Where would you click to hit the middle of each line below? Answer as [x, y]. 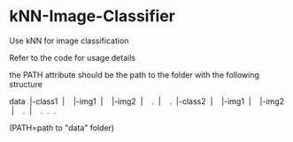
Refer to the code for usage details [72, 57]
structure [26, 84]
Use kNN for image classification [69, 41]
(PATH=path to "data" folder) [62, 127]
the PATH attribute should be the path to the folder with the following [134, 75]
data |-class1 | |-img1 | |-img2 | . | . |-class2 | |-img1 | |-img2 [147, 101]
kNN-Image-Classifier [92, 16]
